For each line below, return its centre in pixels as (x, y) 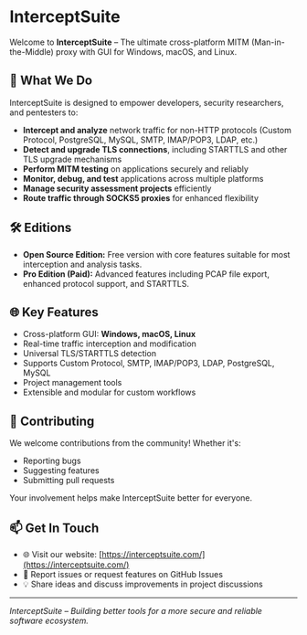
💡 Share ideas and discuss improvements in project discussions (143, 584)
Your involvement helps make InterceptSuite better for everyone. (131, 498)
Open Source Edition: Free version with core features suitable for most (156, 254)
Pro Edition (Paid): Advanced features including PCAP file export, (146, 274)
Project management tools (72, 383)
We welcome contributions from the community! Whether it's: (125, 443)
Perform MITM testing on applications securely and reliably (136, 169)
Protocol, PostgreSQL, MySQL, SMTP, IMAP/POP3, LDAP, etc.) (140, 140)
